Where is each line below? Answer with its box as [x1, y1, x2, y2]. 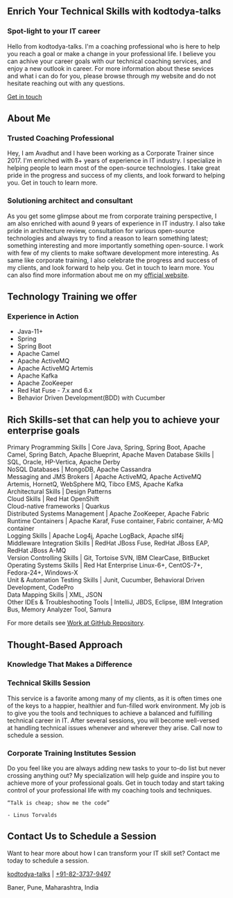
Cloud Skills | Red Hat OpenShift [7, 495, 99, 503]
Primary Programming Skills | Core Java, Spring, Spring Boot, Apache [7, 443, 206, 452]
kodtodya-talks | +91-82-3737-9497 [7, 870, 111, 878]
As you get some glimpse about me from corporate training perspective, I [7, 212, 217, 220]
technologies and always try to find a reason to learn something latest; [7, 234, 209, 242]
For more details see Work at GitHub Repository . [7, 619, 146, 627]
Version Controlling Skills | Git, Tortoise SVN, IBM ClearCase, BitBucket [7, 554, 210, 562]
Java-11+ [17, 328, 44, 336]
